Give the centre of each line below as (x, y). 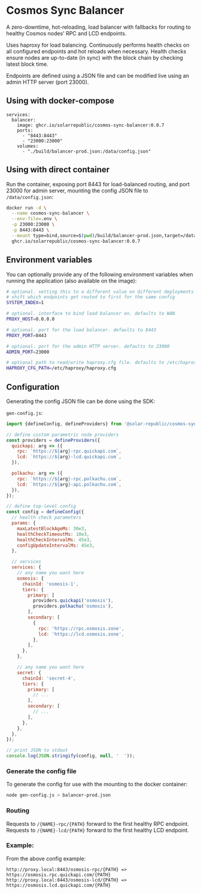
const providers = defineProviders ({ (53, 440)
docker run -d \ (26, 208)
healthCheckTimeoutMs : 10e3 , (53, 534)
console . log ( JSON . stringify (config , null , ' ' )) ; (71, 756)
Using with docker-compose (60, 101)
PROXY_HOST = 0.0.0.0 (31, 319)
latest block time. (28, 64)
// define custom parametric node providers (63, 435)
